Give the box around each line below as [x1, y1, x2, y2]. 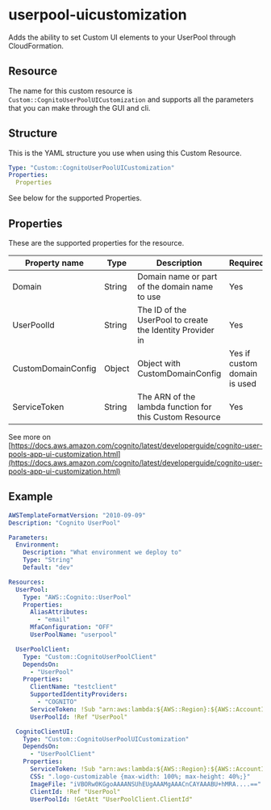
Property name [24, 257, 85, 268]
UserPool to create [136, 314, 208, 325]
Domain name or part [136, 271, 218, 282]
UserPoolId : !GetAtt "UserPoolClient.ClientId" [29, 795, 194, 804]
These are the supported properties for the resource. [8, 238, 185, 247]
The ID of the [136, 305, 187, 315]
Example [8, 490, 53, 504]
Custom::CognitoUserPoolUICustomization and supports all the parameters [8, 95, 254, 104]
